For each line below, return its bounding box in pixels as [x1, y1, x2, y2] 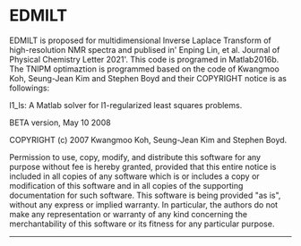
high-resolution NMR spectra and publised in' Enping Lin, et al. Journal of [9, 44, 280, 55]
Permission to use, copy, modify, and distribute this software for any [9, 151, 262, 162]
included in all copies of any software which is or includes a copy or [9, 171, 260, 182]
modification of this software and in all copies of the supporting [9, 180, 244, 191]
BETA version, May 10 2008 [9, 117, 111, 128]
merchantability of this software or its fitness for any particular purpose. [9, 218, 275, 229]
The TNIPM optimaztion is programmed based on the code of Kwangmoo [9, 64, 279, 74]
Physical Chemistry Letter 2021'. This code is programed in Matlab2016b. [9, 54, 279, 64]
